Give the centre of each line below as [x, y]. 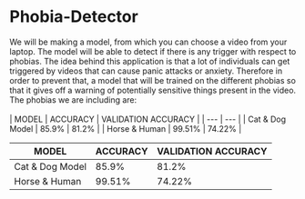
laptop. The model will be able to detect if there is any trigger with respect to [153, 51]
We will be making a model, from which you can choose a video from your [148, 42]
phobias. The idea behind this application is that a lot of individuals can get [150, 61]
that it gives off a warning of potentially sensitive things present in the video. [153, 90]
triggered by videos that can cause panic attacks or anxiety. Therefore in [146, 71]
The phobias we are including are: [73, 99]
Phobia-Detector [74, 17]
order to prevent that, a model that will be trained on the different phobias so [152, 80]
